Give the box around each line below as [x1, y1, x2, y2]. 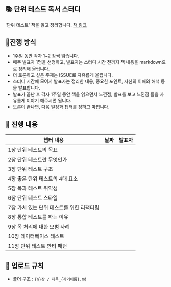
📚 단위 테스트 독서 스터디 [5, 5, 81, 14]
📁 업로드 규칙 [5, 261, 44, 270]
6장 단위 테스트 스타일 [8, 194, 58, 202]
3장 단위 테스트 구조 [8, 166, 54, 173]
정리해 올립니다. [18, 65, 50, 72]
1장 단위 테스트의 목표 [8, 146, 58, 153]
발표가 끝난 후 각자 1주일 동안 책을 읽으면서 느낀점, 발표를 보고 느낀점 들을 [12, 91, 159, 97]
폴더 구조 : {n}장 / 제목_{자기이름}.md [12, 276, 87, 282]
